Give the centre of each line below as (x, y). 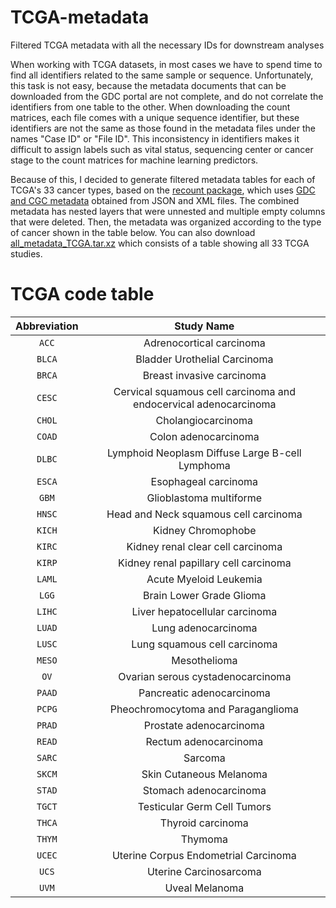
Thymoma (204, 839)
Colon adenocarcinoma (204, 436)
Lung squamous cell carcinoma (204, 644)
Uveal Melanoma (204, 888)
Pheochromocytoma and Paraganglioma (204, 709)
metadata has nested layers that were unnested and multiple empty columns (168, 211)
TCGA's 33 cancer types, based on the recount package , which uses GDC (163, 190)
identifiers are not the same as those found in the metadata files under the (163, 128)
